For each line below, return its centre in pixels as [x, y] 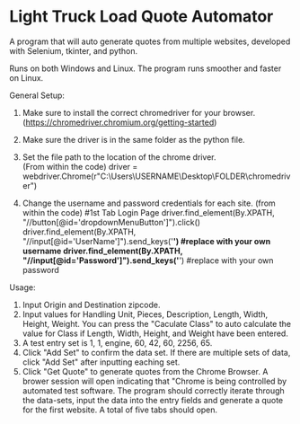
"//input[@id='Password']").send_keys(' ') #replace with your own [148, 260]
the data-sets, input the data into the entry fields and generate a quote [153, 400]
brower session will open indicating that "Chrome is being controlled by [154, 381]
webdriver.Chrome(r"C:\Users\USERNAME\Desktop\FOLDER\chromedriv [156, 176]
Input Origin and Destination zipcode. [91, 305]
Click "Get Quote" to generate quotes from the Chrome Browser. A [145, 371]
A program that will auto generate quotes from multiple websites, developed [150, 41]
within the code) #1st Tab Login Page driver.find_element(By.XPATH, [149, 212]
